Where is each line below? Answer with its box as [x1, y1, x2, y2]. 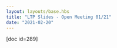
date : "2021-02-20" [6, 19, 54, 25]
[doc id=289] [6, 36, 38, 43]
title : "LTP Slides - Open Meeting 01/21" [6, 14, 112, 20]
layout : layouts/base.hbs [6, 8, 69, 15]
